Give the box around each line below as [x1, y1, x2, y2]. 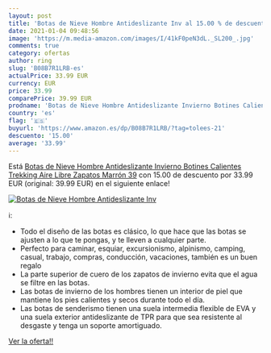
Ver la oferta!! [8, 336, 54, 346]
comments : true [8, 42, 60, 50]
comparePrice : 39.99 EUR [8, 94, 92, 102]
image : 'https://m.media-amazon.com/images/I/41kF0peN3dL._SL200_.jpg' [8, 34, 254, 43]
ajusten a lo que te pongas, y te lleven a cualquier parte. [19, 235, 207, 244]
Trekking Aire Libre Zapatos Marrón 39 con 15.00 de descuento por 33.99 [8, 170, 253, 180]
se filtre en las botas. [19, 277, 90, 287]
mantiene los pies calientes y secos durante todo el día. [19, 295, 206, 305]
